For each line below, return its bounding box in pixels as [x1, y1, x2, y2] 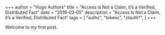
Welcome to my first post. [5, 24, 58, 30]
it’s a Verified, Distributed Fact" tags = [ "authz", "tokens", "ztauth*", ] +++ [5, 15, 157, 20]
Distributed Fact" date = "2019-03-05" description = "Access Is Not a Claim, [5, 9, 161, 15]
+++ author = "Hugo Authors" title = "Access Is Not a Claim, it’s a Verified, [5, 4, 156, 10]
